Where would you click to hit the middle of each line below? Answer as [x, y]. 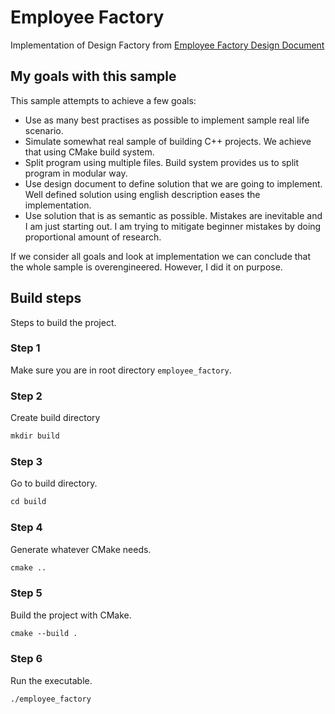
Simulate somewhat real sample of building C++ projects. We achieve [168, 141]
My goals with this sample [93, 76]
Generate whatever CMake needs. [81, 549]
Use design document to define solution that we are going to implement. [173, 183]
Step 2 [26, 396]
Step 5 [26, 593]
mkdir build [35, 436]
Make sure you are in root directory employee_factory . [121, 370]
